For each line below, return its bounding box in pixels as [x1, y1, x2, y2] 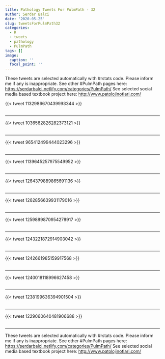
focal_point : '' [9, 62, 43, 67]
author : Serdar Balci [5, 12, 50, 17]
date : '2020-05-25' [5, 16, 45, 21]
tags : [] [5, 48, 23, 53]
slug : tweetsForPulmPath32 [5, 21, 60, 26]
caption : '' [9, 57, 34, 62]
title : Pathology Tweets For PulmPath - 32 [5, 7, 96, 12]
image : [5, 53, 19, 58]
